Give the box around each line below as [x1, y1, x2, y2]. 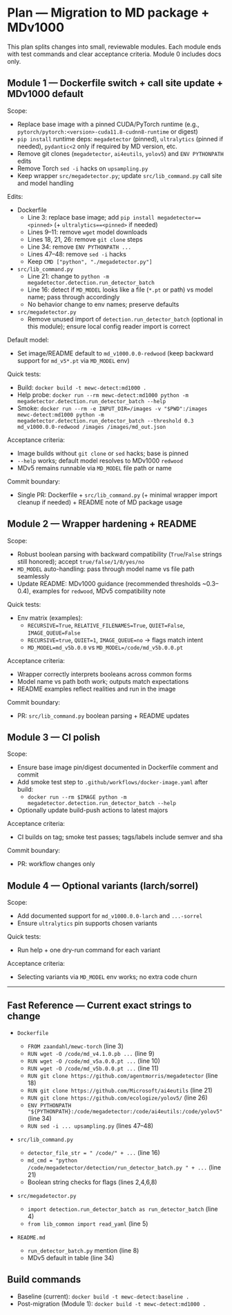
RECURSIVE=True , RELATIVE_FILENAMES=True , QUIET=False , [27, 621, 185, 629]
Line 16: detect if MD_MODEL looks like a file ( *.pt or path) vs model [27, 285, 213, 294]
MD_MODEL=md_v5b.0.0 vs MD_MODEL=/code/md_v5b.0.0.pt [27, 643, 184, 651]
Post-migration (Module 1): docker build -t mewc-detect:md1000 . [17, 1299, 206, 1307]
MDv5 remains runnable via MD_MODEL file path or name [17, 464, 172, 472]
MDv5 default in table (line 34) [27, 1254, 115, 1262]
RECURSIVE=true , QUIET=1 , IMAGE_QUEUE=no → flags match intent [27, 635, 204, 644]
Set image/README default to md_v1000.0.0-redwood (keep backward [17, 348, 214, 358]
